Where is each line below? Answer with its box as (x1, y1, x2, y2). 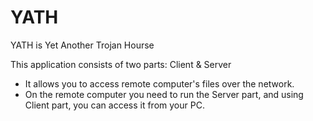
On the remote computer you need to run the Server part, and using (24, 88, 304, 100)
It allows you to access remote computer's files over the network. (24, 77, 295, 90)
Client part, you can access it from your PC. (24, 99, 205, 111)
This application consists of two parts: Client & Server (10, 58, 232, 70)
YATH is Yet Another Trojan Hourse (10, 39, 155, 51)
